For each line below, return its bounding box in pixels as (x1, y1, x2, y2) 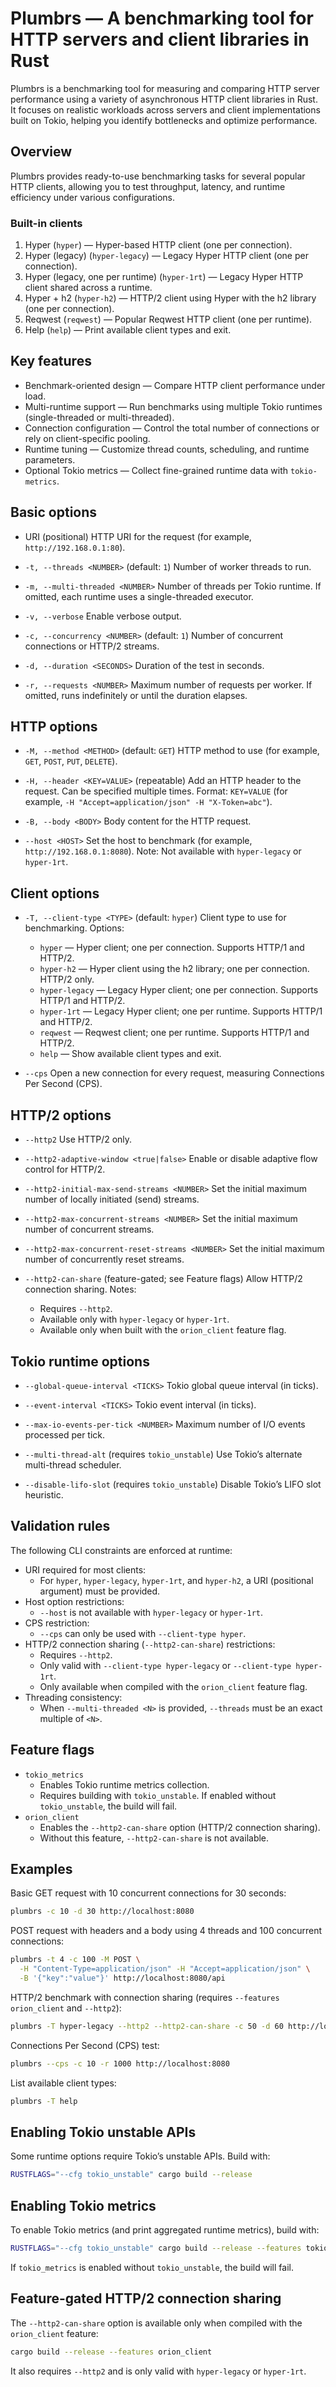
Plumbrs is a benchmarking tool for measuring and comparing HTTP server (10, 82, 320, 94)
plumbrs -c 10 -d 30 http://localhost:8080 (10, 1907, 195, 1917)
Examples (10, 1860, 73, 1877)
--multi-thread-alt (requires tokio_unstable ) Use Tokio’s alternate (24, 1448, 303, 1460)
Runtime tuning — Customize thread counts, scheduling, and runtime (24, 443, 310, 455)
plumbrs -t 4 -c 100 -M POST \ (10, 1955, 141, 1965)
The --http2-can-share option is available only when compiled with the (10, 2317, 303, 2329)
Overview (10, 143, 73, 161)
